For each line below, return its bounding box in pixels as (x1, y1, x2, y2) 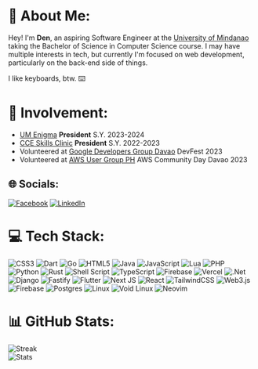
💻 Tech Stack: (8, 227, 105, 245)
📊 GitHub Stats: (8, 313, 115, 330)
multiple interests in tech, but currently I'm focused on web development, (8, 49, 245, 59)
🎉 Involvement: (8, 104, 108, 122)
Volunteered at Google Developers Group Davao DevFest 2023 (19, 147, 223, 156)
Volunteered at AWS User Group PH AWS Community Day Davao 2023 (19, 154, 248, 164)
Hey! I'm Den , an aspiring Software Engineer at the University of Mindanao (8, 33, 249, 42)
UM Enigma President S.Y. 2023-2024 (19, 129, 145, 139)
